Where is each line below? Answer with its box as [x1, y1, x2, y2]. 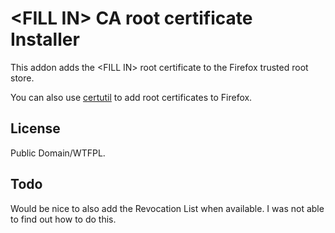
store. [10, 72, 35, 84]
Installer [10, 28, 80, 51]
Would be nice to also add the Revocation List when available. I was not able [10, 202, 325, 214]
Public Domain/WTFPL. [10, 147, 106, 159]
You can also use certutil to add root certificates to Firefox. [10, 91, 253, 103]
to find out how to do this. [10, 213, 117, 225]
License [10, 120, 61, 137]
